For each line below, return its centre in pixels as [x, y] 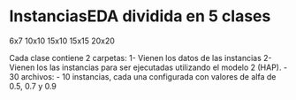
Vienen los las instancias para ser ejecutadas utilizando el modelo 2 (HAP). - [148, 67]
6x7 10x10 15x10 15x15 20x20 [62, 41]
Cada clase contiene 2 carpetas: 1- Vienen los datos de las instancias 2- [140, 58]
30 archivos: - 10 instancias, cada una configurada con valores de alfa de [143, 76]
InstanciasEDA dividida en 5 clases [140, 16]
